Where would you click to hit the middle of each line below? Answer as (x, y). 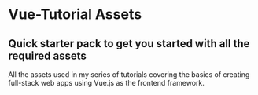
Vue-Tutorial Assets (75, 15)
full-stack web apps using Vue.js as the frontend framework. (106, 83)
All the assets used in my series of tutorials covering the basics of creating (129, 75)
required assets (47, 55)
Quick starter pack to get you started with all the (129, 44)
